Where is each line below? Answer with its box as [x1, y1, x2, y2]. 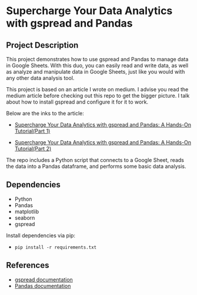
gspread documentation [14, 276, 74, 283]
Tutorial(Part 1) [14, 128, 51, 134]
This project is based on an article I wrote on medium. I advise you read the [6, 86, 189, 92]
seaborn [14, 214, 35, 221]
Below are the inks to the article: [6, 110, 84, 117]
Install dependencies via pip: [6, 231, 75, 239]
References [6, 260, 49, 270]
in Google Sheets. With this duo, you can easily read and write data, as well [6, 62, 189, 69]
